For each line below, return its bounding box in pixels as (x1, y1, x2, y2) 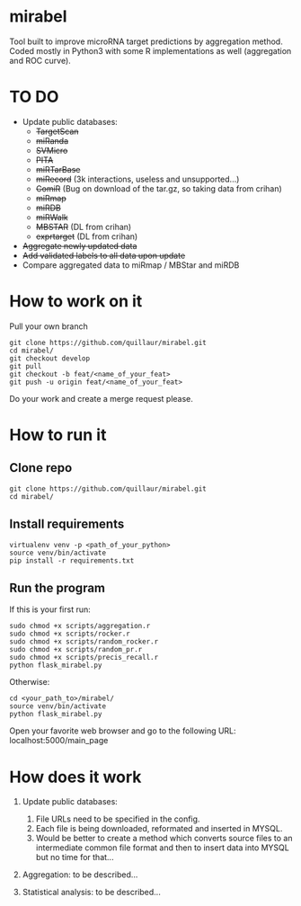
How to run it (9, 425, 107, 445)
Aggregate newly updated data (22, 240, 137, 251)
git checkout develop (9, 353, 91, 363)
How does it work (9, 767, 142, 787)
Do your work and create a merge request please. (9, 393, 193, 404)
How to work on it (9, 291, 143, 312)
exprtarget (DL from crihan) (35, 231, 138, 242)
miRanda (35, 135, 69, 146)
